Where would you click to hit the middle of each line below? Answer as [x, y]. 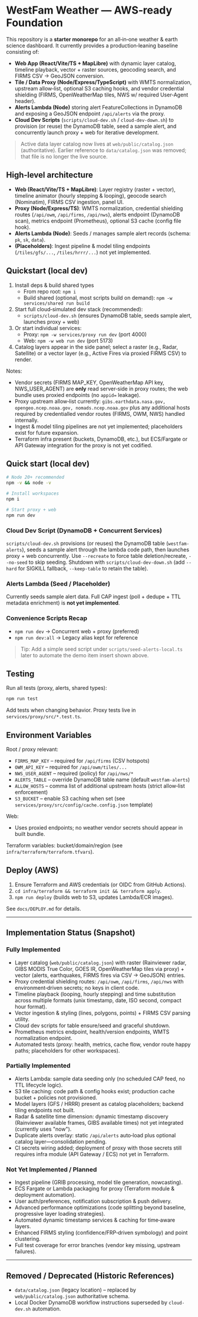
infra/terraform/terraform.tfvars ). [50, 852]
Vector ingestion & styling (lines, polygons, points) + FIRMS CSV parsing [102, 1013]
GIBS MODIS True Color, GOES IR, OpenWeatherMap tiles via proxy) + [99, 969]
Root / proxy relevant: [32, 750]
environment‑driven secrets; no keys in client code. [77, 987]
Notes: [14, 371]
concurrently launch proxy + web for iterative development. [87, 132]
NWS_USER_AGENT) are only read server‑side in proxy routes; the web [101, 389]
